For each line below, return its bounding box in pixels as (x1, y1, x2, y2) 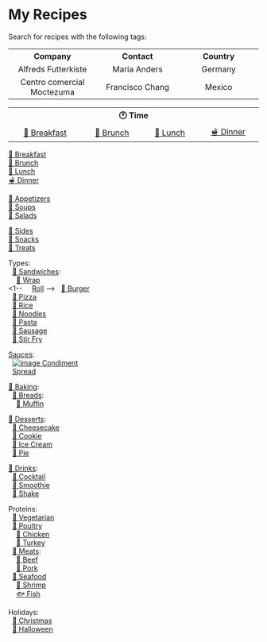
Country (202, 50, 235, 61)
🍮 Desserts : (8, 414, 46, 423)
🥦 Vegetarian (11, 512, 55, 522)
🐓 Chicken (15, 529, 50, 539)
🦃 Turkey (15, 538, 45, 547)
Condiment (42, 358, 79, 367)
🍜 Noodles (11, 308, 46, 319)
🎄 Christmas (11, 616, 52, 625)
